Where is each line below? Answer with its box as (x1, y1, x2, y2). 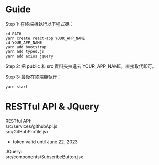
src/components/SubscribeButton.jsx (5, 154, 84, 160)
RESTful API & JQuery (5, 101, 99, 113)
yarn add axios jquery (5, 53, 53, 59)
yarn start (5, 84, 28, 89)
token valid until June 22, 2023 (12, 139, 78, 145)
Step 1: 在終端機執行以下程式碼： (5, 21, 74, 27)
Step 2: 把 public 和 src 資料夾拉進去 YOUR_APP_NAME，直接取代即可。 (5, 63, 157, 69)
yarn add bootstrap (5, 44, 47, 49)
